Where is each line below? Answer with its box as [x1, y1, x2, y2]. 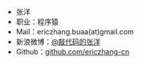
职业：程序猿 [15, 17, 59, 26]
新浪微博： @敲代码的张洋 [15, 37, 101, 46]
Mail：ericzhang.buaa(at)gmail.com [15, 27, 135, 36]
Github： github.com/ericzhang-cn [15, 47, 130, 56]
